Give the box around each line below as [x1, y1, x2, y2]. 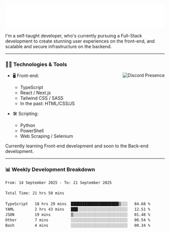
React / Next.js [20, 90, 51, 96]
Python [20, 123, 35, 129]
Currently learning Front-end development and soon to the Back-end [5, 143, 149, 149]
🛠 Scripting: [12, 110, 39, 117]
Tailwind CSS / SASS [20, 95, 64, 101]
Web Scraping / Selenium [20, 133, 73, 139]
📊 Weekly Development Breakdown [5, 166, 95, 173]
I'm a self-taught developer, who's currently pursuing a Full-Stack [5, 33, 143, 38]
